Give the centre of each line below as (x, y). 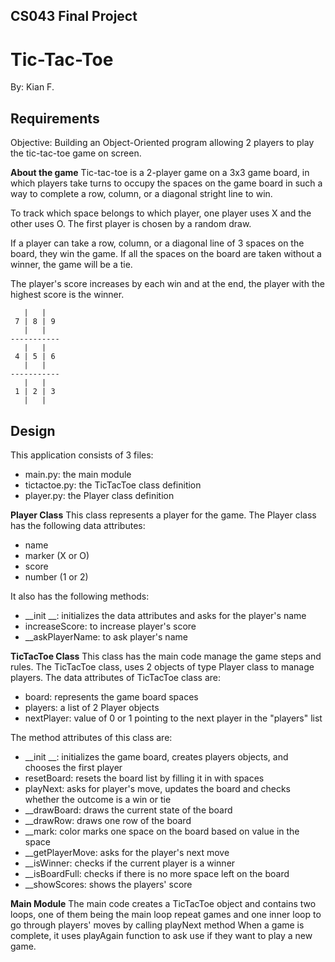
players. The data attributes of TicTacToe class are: (116, 677)
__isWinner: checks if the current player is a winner (130, 863)
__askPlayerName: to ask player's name (106, 636)
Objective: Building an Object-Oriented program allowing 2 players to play (162, 143)
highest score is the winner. (67, 295)
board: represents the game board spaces (111, 696)
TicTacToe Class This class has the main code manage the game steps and (166, 656)
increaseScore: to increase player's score (110, 626)
